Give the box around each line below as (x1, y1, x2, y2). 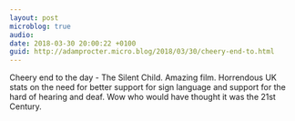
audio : (9, 30, 35, 39)
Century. (9, 101, 43, 112)
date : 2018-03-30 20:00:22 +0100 (9, 38, 137, 48)
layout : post (9, 13, 59, 23)
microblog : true (9, 22, 71, 31)
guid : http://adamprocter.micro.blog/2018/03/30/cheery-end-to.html (9, 47, 275, 56)
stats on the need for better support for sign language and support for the (9, 82, 287, 93)
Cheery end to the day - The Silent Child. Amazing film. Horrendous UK (9, 72, 278, 83)
